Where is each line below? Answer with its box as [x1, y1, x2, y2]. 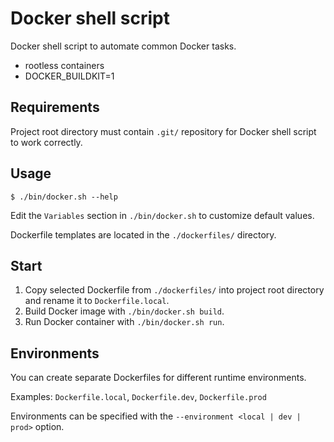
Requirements [10, 99, 100, 116]
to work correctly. [10, 136, 83, 148]
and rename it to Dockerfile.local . [24, 295, 170, 307]
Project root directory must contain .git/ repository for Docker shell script [10, 125, 317, 137]
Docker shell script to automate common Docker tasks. [10, 40, 237, 52]
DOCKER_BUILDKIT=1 [24, 70, 115, 82]
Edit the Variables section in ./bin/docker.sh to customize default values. [10, 209, 315, 221]
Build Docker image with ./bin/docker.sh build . [24, 305, 225, 317]
